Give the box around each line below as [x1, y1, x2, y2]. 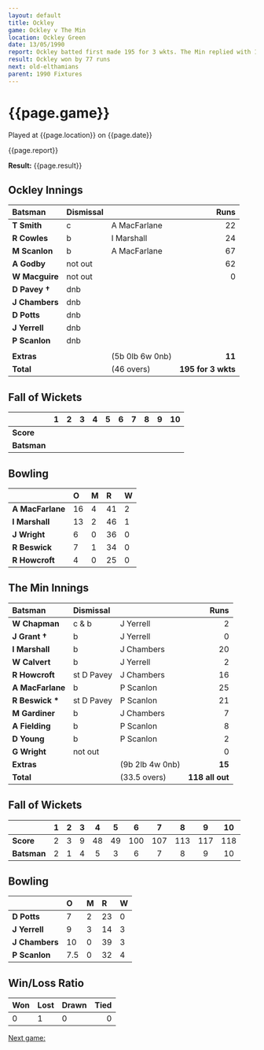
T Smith [12, 220, 42, 231]
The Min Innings [8, 581, 89, 595]
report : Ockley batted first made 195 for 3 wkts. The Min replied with [8, 48, 251, 56]
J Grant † [12, 631, 47, 642]
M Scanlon [12, 246, 53, 257]
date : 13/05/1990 [8, 41, 65, 49]
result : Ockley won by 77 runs [8, 56, 111, 64]
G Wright [12, 746, 47, 757]
